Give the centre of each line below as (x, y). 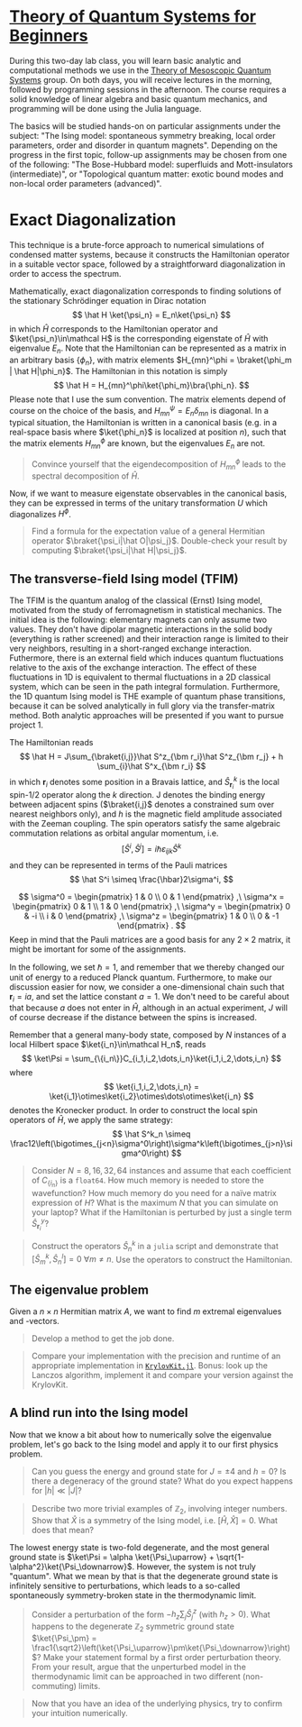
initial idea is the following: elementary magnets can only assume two (138, 620)
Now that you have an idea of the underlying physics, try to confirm (157, 1703)
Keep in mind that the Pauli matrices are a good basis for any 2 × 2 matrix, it (150, 939)
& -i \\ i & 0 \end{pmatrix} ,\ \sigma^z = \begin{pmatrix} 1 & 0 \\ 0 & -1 (151, 916)
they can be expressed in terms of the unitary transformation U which (139, 503)
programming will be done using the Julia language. (105, 108)
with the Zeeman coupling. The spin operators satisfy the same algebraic (145, 824)
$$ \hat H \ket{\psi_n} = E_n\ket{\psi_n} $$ (151, 315)
